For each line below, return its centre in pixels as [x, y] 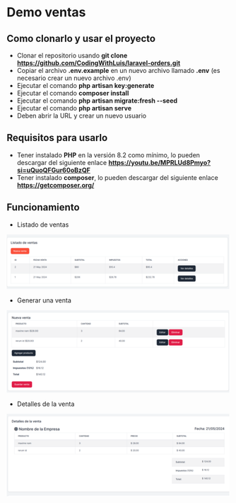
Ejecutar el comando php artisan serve [74, 108]
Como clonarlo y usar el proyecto [81, 39]
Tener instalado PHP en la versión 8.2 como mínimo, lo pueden [108, 155]
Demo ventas [46, 12]
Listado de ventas [43, 225]
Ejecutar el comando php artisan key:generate [85, 85]
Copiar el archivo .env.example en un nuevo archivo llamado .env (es [118, 70]
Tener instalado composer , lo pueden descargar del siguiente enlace [117, 177]
